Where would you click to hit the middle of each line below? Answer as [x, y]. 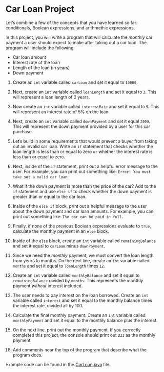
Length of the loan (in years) [41, 68]
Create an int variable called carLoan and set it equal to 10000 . [75, 82]
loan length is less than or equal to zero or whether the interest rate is [82, 151]
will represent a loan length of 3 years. [51, 97]
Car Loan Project [40, 9]
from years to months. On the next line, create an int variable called [81, 260]
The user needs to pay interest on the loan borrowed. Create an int [80, 295]
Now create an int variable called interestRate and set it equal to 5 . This [86, 106]
